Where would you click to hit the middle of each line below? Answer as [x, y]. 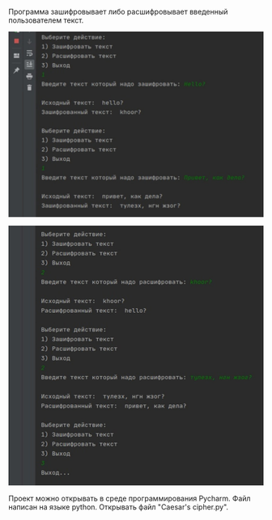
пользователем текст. [46, 20]
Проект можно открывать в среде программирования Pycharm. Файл [130, 498]
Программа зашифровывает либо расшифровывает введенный [118, 12]
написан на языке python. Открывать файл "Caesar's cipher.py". [119, 507]
